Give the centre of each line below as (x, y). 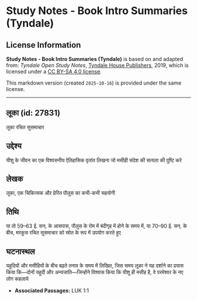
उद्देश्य (14, 146)
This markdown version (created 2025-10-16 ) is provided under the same (94, 83)
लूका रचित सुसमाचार (25, 127)
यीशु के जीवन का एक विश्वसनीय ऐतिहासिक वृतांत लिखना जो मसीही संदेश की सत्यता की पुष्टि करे (94, 160)
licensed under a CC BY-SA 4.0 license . (54, 71)
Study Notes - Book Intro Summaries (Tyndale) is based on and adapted (95, 59)
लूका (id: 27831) (33, 113)
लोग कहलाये (18, 279)
